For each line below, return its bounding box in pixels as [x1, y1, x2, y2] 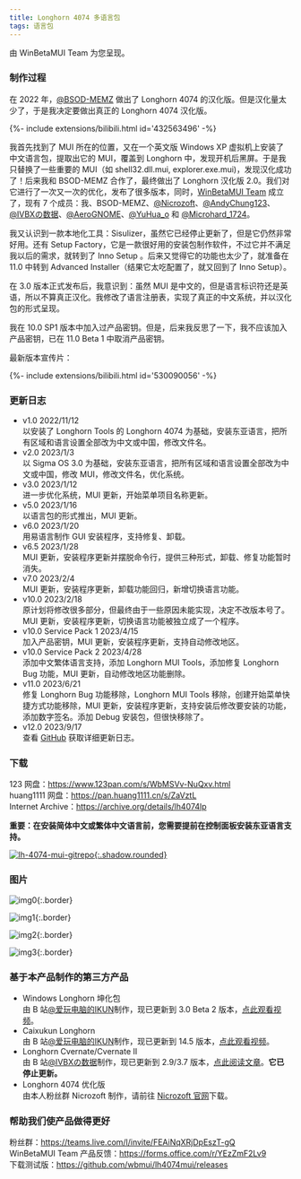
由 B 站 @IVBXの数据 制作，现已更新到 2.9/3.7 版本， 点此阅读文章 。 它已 [21, 1056, 285, 1067]
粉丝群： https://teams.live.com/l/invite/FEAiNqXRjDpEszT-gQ [9, 1137, 236, 1148]
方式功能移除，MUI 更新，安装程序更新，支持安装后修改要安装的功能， [30, 700, 291, 711]
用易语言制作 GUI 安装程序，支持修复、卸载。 [21, 531, 191, 542]
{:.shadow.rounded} [93, 849, 168, 861]
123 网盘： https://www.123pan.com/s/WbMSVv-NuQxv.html [9, 779, 231, 790]
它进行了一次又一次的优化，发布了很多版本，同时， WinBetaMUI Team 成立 [9, 186, 285, 197]
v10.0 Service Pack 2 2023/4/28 [21, 646, 142, 657]
